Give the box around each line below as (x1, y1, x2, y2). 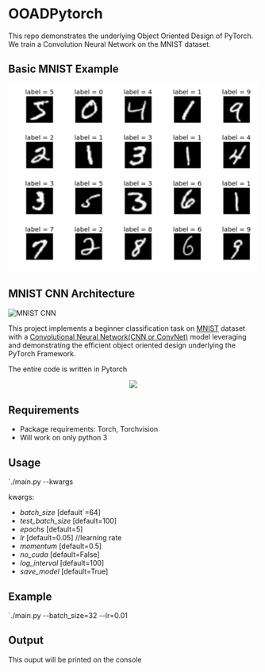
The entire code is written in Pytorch (8, 364, 128, 374)
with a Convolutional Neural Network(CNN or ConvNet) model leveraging (8, 332, 248, 341)
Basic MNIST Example (8, 63, 119, 76)
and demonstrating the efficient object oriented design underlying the (8, 340, 236, 350)
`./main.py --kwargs (8, 477, 74, 486)
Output (8, 634, 44, 647)
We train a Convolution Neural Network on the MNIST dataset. (8, 39, 212, 48)
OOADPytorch (8, 5, 103, 23)
